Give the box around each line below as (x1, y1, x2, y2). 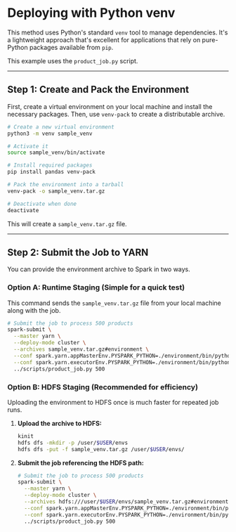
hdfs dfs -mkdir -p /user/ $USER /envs (17, 439, 129, 446)
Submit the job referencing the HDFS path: (17, 458, 144, 467)
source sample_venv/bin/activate (7, 149, 105, 156)
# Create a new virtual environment (7, 123, 114, 131)
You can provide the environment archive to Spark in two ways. (7, 265, 191, 273)
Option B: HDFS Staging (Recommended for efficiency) (7, 382, 199, 391)
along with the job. (7, 306, 61, 314)
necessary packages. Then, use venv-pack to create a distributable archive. (7, 110, 225, 118)
